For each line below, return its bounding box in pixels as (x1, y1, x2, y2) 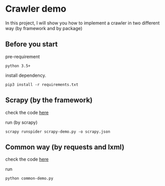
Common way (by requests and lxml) (5, 143, 125, 151)
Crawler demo (5, 3, 67, 15)
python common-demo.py (5, 176, 53, 181)
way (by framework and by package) (5, 25, 82, 31)
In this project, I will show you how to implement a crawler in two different (5, 20, 160, 26)
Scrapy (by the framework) (5, 96, 93, 105)
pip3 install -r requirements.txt (5, 82, 79, 87)
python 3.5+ (5, 63, 31, 69)
